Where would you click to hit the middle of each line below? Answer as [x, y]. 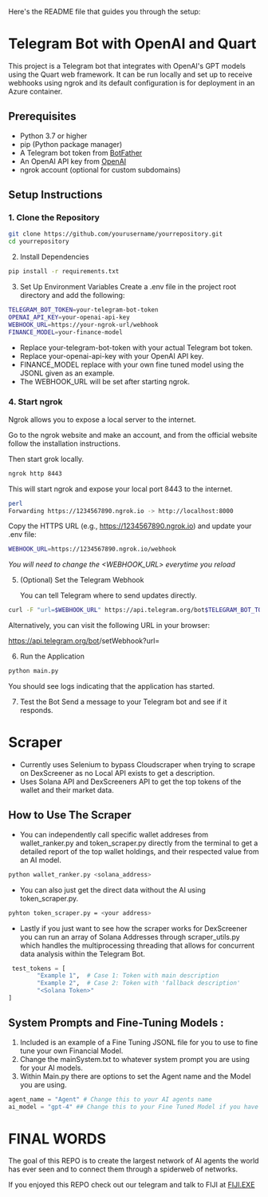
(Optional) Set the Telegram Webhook [82, 580]
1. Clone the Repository [54, 217]
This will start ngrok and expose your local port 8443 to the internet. [120, 489]
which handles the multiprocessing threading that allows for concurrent [137, 945]
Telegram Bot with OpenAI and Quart [132, 44]
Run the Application [52, 656]
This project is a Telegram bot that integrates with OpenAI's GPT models [127, 66]
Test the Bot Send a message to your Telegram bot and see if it [123, 702]
